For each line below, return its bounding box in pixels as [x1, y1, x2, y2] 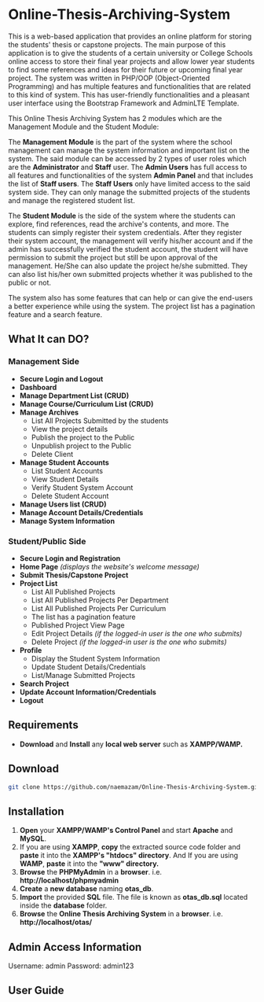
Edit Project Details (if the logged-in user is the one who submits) [31, 628, 243, 638]
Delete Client [31, 449, 73, 459]
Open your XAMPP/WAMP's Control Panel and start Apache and [19, 826, 233, 835]
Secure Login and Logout [19, 374, 104, 383]
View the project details [31, 424, 108, 433]
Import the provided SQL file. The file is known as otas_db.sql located [19, 893, 248, 902]
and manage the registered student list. [8, 195, 135, 205]
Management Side [8, 356, 80, 367]
